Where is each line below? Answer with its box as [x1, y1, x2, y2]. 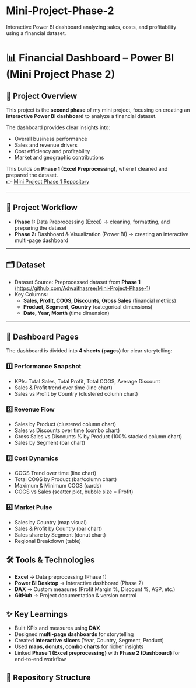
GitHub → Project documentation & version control [14, 592, 137, 599]
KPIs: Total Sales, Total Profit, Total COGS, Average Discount [14, 378, 160, 385]
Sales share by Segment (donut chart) [14, 531, 106, 538]
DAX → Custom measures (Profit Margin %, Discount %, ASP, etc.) [14, 586, 176, 593]
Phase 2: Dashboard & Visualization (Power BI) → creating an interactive [14, 230, 189, 237]
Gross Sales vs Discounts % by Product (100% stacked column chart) [14, 433, 183, 440]
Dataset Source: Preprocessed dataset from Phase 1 [14, 278, 141, 285]
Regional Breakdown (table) [14, 537, 82, 544]
